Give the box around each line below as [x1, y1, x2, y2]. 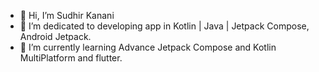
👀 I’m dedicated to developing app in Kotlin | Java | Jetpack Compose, [19, 20, 310, 32]
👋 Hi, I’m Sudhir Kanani [19, 10, 115, 21]
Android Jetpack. [19, 31, 92, 42]
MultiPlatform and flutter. [19, 52, 123, 64]
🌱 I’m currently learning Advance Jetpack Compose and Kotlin [19, 41, 277, 53]
